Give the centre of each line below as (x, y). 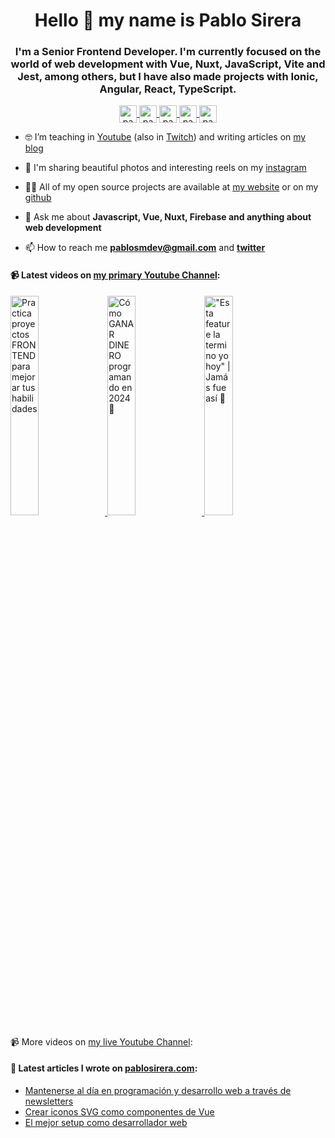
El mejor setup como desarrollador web (106, 1122)
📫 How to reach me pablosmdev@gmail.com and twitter (145, 248)
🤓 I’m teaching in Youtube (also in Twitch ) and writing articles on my (165, 137)
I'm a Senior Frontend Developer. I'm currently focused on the (168, 52)
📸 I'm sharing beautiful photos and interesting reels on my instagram (165, 168)
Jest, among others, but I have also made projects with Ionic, (168, 77)
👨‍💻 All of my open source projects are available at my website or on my (171, 187)
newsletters (49, 1101)
